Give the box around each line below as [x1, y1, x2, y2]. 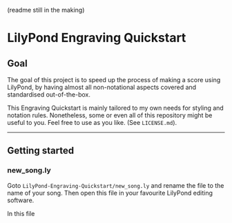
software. [7, 196, 35, 204]
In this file [7, 209, 35, 217]
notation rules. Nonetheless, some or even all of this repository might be [7, 111, 213, 119]
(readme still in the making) [7, 6, 85, 14]
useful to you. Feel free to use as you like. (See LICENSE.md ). [7, 119, 177, 126]
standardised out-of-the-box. [7, 90, 91, 99]
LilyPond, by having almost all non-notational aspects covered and [7, 83, 197, 91]
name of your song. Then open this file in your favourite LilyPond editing [7, 188, 213, 197]
